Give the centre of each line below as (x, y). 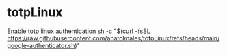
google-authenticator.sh (41, 45)
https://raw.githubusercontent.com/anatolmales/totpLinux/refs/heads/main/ (113, 38)
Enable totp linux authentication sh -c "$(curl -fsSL (79, 31)
